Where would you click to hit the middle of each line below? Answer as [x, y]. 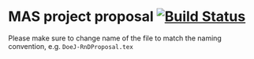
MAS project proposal [81, 17]
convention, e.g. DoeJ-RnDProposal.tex [71, 46]
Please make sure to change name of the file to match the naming [115, 38]
